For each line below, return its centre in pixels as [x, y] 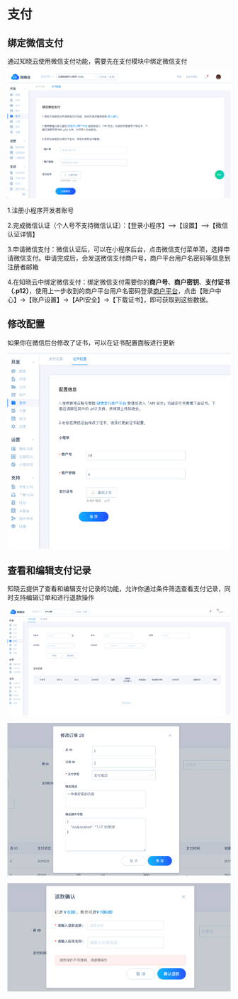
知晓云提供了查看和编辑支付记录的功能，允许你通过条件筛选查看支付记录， [116, 589]
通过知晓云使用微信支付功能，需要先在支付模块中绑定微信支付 [97, 61]
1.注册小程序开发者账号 [41, 210]
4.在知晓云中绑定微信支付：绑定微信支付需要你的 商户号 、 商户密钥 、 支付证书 [119, 282]
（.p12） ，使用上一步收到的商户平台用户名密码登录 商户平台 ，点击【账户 [111, 290]
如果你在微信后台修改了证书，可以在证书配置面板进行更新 [91, 342]
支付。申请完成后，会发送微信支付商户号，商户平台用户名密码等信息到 [128, 258]
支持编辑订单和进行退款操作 [53, 598]
